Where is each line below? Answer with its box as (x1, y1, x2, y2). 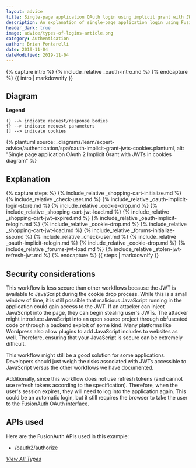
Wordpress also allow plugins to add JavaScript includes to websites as (6, 328, 178, 335)
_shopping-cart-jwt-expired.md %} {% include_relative (6, 215, 138, 222)
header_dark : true (6, 25, 51, 31)
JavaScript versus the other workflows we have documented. (6, 364, 154, 371)
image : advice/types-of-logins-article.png (6, 30, 114, 36)
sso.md (6, 233, 24, 240)
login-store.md (6, 202, 42, 209)
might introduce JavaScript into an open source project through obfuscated (6, 315, 188, 322)
